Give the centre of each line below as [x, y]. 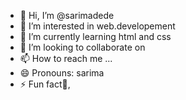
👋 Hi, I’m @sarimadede [67, 15]
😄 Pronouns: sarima [62, 73]
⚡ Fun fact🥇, [45, 84]
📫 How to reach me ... [66, 58]
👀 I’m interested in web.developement [97, 26]
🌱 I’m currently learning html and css [95, 36]
